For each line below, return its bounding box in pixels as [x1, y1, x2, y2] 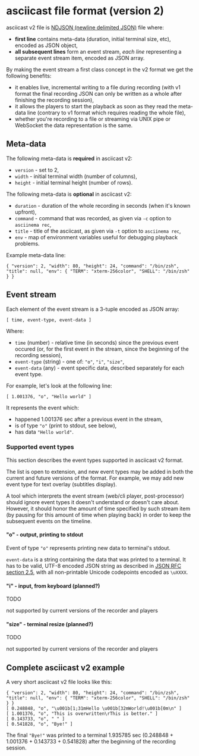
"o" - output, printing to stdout [6, 531, 84, 538]
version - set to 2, [14, 166, 59, 173]
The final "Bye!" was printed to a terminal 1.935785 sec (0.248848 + [6, 732, 174, 739]
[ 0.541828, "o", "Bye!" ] [6, 721, 73, 727]
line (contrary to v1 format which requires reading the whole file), [27, 109, 186, 116]
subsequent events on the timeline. [6, 517, 92, 524]
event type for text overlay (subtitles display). [6, 480, 117, 488]
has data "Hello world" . [14, 428, 74, 435]
